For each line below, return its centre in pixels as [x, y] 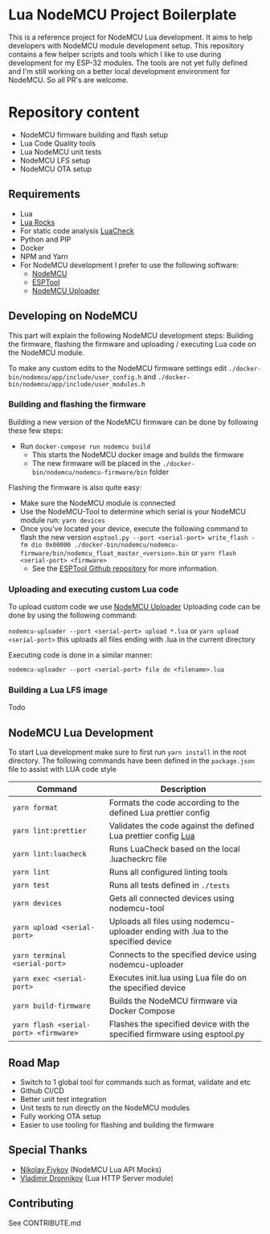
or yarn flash [214, 552]
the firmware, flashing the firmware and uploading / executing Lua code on [132, 344]
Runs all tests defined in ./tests [170, 885]
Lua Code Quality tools [58, 143]
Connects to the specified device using [183, 955]
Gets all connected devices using [172, 898]
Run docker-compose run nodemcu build [85, 446]
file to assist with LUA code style [62, 770]
